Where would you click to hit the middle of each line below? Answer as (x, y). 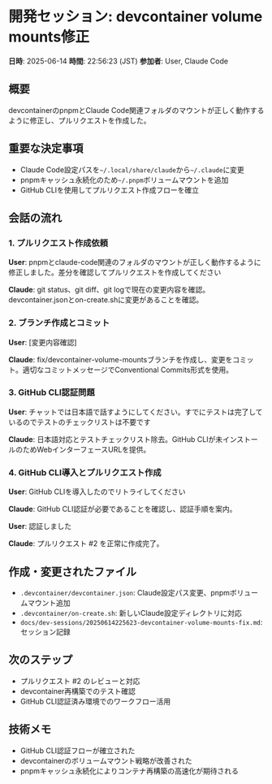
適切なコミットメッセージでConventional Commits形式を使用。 (128, 370)
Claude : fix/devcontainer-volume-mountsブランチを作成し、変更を (121, 359)
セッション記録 (45, 631)
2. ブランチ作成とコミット (59, 323)
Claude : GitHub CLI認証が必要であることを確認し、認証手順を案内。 (123, 509)
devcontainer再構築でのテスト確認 (78, 691)
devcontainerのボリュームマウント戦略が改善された (106, 760)
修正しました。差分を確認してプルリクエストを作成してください (115, 272)
